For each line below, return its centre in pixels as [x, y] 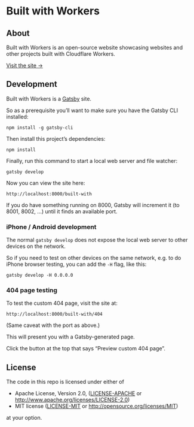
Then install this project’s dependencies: [56, 138]
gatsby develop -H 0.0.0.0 [40, 275]
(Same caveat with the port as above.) [53, 325]
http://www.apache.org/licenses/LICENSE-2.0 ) [72, 400]
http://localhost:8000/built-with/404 [54, 314]
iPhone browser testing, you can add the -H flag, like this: [76, 264]
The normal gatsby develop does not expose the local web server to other [97, 240]
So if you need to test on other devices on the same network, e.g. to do [94, 258]
